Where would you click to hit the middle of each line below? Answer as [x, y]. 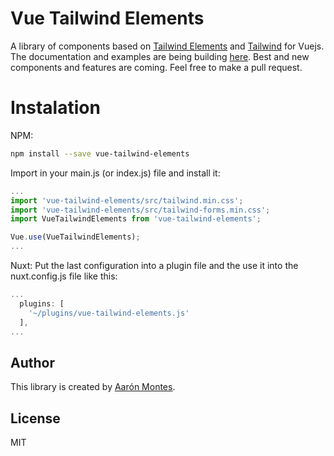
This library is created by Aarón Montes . [93, 387]
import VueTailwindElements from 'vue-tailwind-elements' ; [136, 219]
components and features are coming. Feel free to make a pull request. [156, 67]
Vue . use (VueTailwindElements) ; [75, 237]
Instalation [55, 108]
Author [32, 362]
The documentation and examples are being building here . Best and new [160, 56]
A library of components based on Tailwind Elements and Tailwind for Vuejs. [167, 46]
